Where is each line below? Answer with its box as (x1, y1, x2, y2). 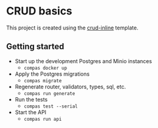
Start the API (14, 108, 47, 115)
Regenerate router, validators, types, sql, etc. (14, 83, 126, 90)
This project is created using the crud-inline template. (6, 24, 139, 31)
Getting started (6, 41, 65, 52)
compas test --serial (23, 103, 78, 109)
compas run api (23, 116, 62, 122)
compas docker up (23, 65, 68, 71)
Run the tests (14, 96, 48, 103)
